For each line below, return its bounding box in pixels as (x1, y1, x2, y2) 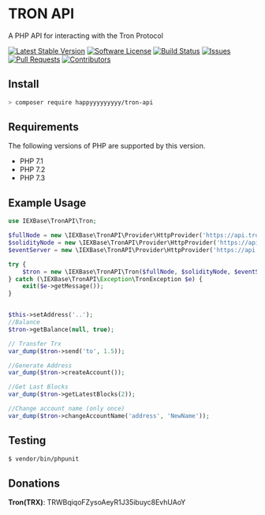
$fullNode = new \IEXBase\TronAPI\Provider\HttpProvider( (8, 231, 203, 239)
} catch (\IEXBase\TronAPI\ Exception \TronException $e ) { (8, 275, 203, 283)
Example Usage (8, 196, 87, 209)
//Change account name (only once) (8, 404, 125, 412)
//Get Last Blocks (8, 383, 69, 391)
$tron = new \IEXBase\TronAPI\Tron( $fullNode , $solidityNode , (22, 268, 231, 276)
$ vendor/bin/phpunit (8, 455, 80, 463)
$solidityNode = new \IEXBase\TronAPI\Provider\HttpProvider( (8, 239, 217, 246)
